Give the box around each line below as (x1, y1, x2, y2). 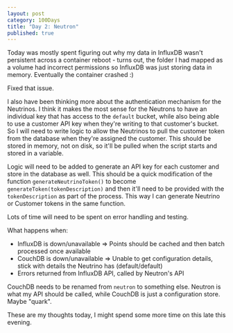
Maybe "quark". (7, 298, 52, 306)
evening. (7, 318, 33, 327)
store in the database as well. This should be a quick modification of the (7, 170, 213, 178)
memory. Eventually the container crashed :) (7, 71, 134, 79)
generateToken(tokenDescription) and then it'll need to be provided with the (7, 185, 225, 193)
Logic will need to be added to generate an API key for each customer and (7, 162, 220, 171)
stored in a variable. (7, 149, 64, 157)
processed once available (17, 247, 92, 255)
